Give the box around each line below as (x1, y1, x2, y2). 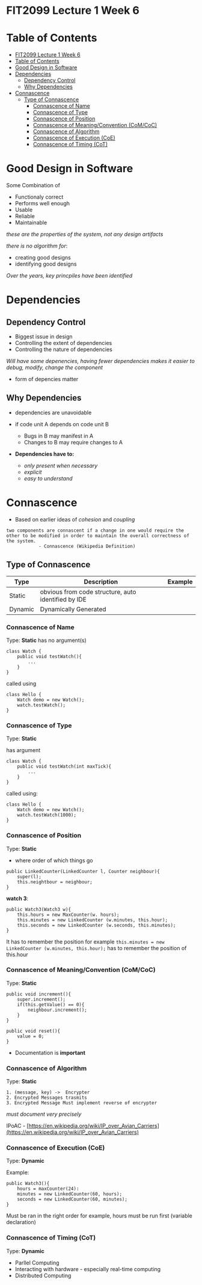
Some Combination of (6, 182, 60, 189)
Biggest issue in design (14, 333, 73, 340)
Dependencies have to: (14, 450, 75, 458)
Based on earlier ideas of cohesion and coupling (14, 515, 135, 523)
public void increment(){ (6, 991, 71, 997)
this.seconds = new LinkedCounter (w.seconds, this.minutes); (17, 922, 176, 928)
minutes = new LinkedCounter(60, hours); (17, 1191, 122, 1197)
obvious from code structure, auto (40, 588, 136, 596)
